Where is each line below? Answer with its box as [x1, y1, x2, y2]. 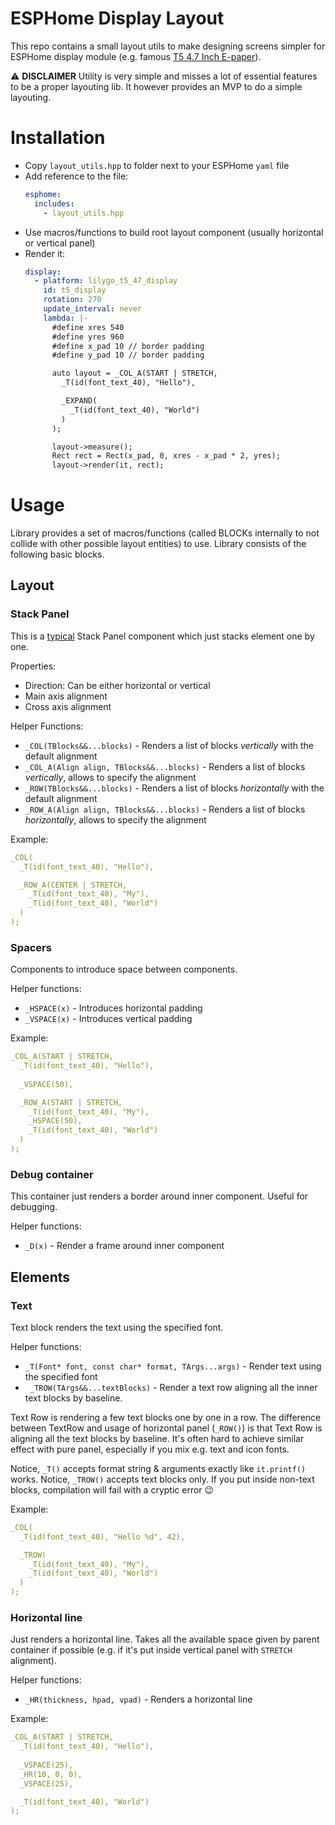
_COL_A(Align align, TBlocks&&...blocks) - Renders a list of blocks [24, 760, 306, 772]
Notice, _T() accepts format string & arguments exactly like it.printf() [10, 1462, 307, 1474]
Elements [10, 1268, 71, 1286]
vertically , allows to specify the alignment [24, 771, 197, 783]
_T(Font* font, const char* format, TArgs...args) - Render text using [24, 1360, 322, 1372]
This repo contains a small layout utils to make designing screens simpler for [10, 40, 326, 52]
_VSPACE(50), [19, 1079, 74, 1089]
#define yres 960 [51, 332, 125, 342]
